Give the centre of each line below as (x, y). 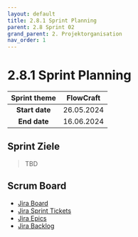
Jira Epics (32, 218)
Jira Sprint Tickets (44, 211)
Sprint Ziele (34, 147)
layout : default (31, 14)
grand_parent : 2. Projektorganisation (65, 34)
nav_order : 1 (27, 40)
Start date (33, 110)
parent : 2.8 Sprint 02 (41, 27)
